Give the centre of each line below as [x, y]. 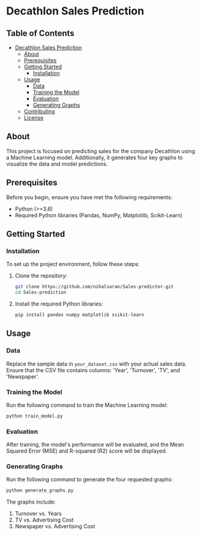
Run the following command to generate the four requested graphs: [89, 480]
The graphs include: [31, 502]
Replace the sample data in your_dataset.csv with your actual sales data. [97, 364]
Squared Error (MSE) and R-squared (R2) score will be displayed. [87, 451]
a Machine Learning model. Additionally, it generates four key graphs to [94, 157]
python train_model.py [34, 416]
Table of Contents [40, 33]
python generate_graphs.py [40, 490]
